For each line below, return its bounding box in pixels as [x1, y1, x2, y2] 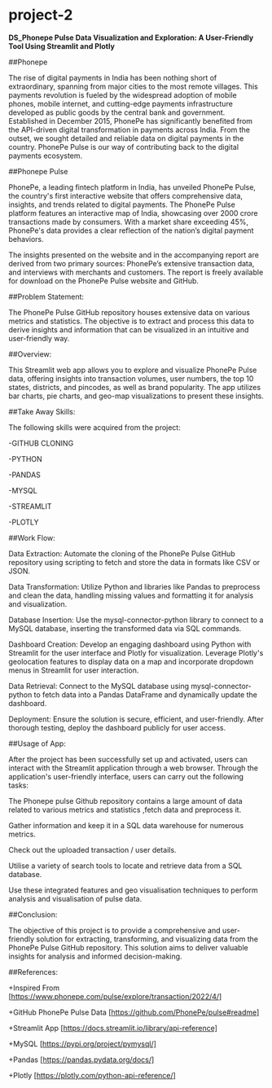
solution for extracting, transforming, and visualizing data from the [36, 934, 259, 944]
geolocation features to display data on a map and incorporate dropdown [8, 656, 254, 666]
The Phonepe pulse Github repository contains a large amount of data [8, 796, 243, 805]
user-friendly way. [8, 333, 70, 343]
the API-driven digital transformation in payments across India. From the [8, 125, 251, 134]
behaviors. [8, 234, 45, 243]
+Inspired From [8, 983, 59, 993]
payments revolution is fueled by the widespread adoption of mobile [8, 90, 238, 99]
